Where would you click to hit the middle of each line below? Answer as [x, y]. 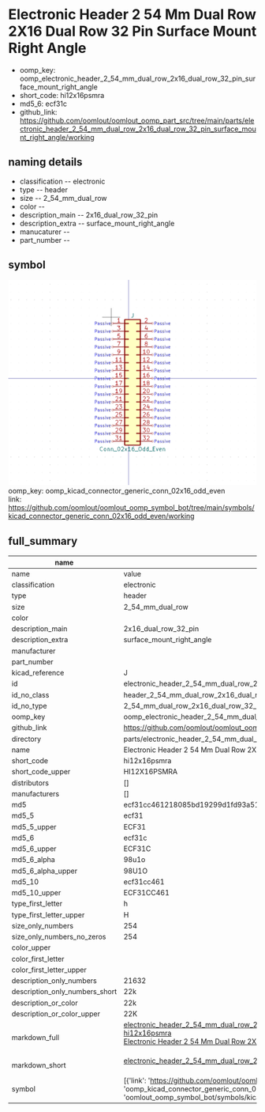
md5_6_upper [34, 849]
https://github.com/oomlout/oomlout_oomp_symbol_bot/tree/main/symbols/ [131, 508]
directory [26, 739]
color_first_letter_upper [49, 970]
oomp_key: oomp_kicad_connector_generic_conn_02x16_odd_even [117, 491]
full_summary [43, 541]
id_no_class [30, 694]
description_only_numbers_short [64, 992]
